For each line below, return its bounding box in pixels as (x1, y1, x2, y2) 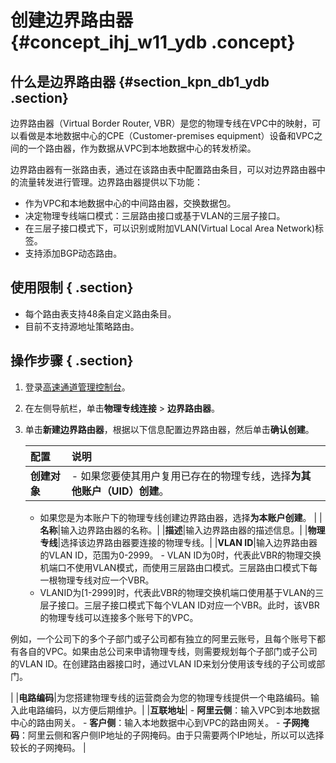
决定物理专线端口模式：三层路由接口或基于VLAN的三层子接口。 (24, 210, 286, 221)
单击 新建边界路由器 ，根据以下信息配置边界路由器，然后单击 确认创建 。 (24, 423, 315, 435)
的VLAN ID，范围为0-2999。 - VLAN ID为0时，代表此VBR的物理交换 (39, 549, 322, 561)
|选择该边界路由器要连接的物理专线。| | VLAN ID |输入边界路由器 (57, 536, 318, 548)
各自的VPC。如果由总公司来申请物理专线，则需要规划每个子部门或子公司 (18, 645, 318, 657)
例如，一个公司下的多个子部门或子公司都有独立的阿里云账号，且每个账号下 (10, 632, 317, 645)
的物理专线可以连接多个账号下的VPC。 (39, 611, 199, 623)
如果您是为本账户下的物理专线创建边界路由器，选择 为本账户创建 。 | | (39, 511, 323, 523)
